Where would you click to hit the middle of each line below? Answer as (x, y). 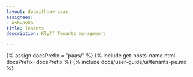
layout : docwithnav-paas (37, 12)
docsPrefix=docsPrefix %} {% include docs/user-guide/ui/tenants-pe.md (96, 62)
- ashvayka (20, 23)
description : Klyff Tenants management (56, 34)
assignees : (20, 17)
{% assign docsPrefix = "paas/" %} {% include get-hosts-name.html (91, 56)
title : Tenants (25, 28)
